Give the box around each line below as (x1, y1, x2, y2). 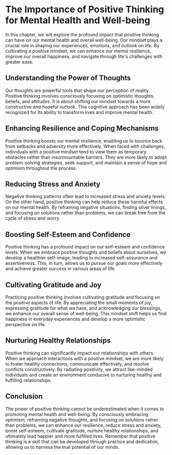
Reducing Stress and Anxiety (5, 180, 101, 188)
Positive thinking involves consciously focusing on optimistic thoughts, (5, 92, 155, 99)
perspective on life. (5, 321, 46, 327)
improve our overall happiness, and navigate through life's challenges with (5, 53, 163, 60)
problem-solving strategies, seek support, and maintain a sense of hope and (5, 159, 167, 165)
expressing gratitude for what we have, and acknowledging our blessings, (5, 305, 162, 311)
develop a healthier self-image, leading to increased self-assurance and (5, 255, 158, 261)
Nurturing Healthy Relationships (5, 336, 111, 345)
